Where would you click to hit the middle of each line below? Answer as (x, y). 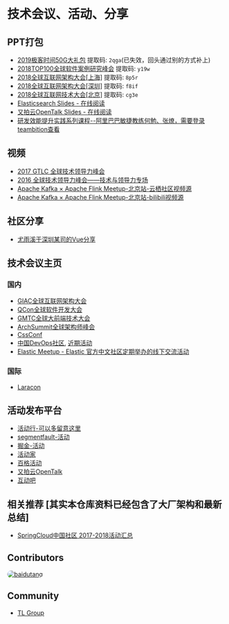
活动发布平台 (35, 410)
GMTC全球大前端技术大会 (54, 318)
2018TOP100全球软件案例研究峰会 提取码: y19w (83, 69)
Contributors (36, 558)
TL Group (31, 613)
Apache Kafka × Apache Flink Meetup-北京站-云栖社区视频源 (104, 189)
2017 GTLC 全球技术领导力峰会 (61, 171)
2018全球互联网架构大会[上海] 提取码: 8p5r (77, 77)
